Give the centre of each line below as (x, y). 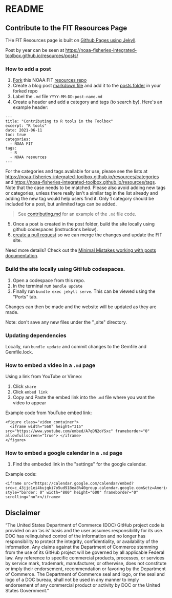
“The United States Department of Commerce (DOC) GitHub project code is (85, 525)
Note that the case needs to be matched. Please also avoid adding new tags (85, 188)
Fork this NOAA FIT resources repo (50, 80)
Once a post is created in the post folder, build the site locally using (84, 224)
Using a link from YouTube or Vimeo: (44, 377)
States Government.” (27, 591)
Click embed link (30, 392)
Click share (25, 386)
